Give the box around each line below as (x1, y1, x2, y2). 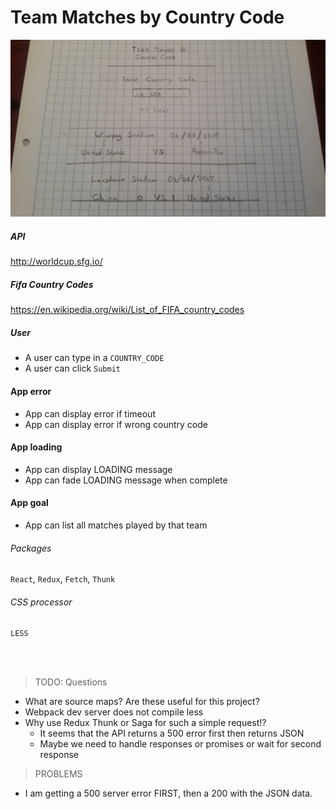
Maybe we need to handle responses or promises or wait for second (39, 738, 322, 750)
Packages (10, 542, 52, 554)
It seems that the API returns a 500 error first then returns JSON (39, 727, 305, 740)
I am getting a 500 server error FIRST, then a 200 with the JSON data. (24, 787, 313, 800)
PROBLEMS (34, 768, 83, 780)
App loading (10, 441, 63, 453)
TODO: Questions (34, 676, 108, 688)
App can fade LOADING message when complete (24, 474, 228, 486)
